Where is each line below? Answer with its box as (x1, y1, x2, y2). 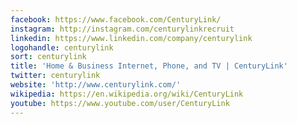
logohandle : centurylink (10, 42, 114, 53)
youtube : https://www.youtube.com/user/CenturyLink (10, 98, 230, 108)
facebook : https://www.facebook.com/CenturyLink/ (10, 14, 222, 25)
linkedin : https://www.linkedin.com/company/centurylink (10, 33, 253, 43)
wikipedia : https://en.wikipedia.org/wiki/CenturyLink (10, 89, 244, 99)
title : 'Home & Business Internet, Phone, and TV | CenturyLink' (10, 61, 288, 71)
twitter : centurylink (10, 71, 101, 81)
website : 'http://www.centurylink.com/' (10, 80, 182, 90)
